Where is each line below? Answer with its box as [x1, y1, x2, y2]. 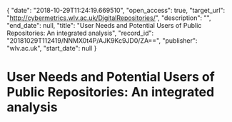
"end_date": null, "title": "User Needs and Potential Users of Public [6, 21, 202, 29]
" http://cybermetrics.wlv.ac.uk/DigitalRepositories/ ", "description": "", [6, 14, 211, 22]
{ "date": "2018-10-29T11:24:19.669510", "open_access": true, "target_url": [6, 6, 226, 14]
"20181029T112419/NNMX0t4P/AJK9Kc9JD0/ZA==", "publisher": [6, 36, 198, 45]
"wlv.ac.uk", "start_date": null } [6, 44, 97, 52]
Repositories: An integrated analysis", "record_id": [6, 29, 154, 37]
